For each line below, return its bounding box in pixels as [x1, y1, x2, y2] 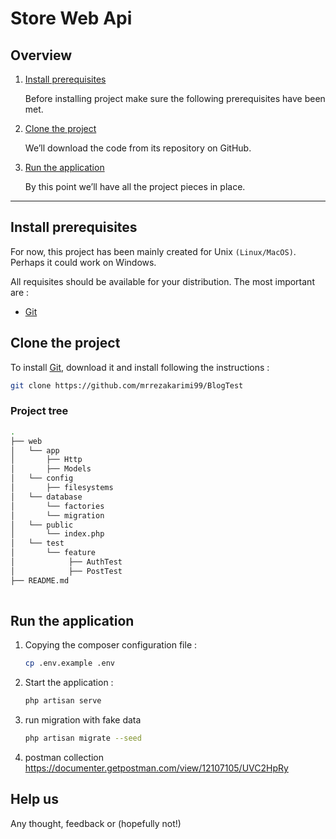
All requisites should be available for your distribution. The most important [10, 275, 315, 287]
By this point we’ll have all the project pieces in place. [24, 181, 246, 192]
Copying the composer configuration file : [24, 639, 198, 651]
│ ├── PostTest [10, 566, 123, 576]
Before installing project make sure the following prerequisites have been [24, 93, 326, 104]
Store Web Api [10, 7, 133, 30]
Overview [10, 47, 73, 64]
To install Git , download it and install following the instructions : [10, 361, 270, 373]
